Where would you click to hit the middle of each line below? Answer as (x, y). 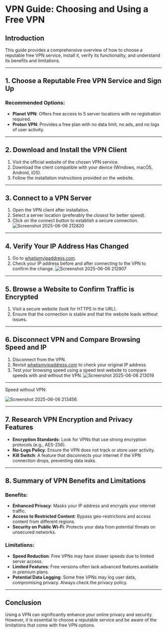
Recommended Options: (35, 103)
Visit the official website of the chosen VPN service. (66, 162)
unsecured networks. (34, 532)
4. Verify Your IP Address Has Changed (67, 246)
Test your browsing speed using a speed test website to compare (79, 370)
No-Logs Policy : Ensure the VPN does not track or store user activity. (83, 450)
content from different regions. (44, 522)
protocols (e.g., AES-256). (39, 444)
